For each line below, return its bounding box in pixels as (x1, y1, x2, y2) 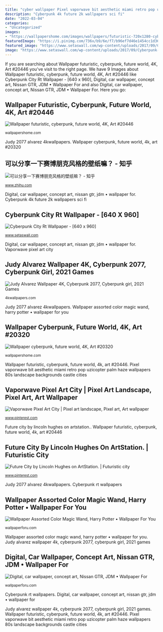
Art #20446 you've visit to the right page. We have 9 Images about (5, 66, 139, 72)
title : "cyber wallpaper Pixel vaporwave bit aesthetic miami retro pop (5, 7, 155, 12)
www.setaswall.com (5, 233, 39, 237)
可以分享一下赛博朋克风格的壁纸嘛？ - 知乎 (5, 159, 132, 168)
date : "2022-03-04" (5, 16, 45, 21)
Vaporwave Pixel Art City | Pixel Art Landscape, (5, 386, 152, 394)
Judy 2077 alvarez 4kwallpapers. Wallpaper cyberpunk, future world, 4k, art (5, 139, 158, 145)
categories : (5, 20, 29, 26)
